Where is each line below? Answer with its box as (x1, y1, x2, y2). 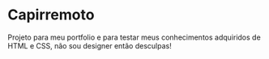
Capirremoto (7, 6, 95, 24)
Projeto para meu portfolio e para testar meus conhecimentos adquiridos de (7, 32, 261, 42)
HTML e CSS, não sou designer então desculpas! (7, 40, 172, 50)
